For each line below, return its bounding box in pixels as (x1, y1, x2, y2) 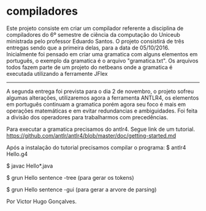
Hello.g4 (6, 150, 28, 157)
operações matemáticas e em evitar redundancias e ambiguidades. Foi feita (6, 107, 198, 114)
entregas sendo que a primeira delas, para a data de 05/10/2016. (6, 44, 170, 51)
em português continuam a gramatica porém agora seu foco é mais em (6, 100, 186, 108)
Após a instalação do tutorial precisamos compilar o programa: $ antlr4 (6, 144, 186, 151)
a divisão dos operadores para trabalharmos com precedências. (6, 113, 169, 120)
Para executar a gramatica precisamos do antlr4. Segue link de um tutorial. (6, 125, 195, 133)
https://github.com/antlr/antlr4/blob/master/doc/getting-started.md (6, 131, 177, 139)
